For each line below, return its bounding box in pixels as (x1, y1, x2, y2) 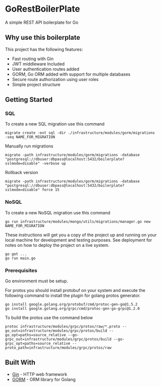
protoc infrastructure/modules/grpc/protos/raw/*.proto (5, 324, 120, 329)
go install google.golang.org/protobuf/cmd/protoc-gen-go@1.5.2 (5, 302, 138, 307)
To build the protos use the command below (5, 315, 93, 321)
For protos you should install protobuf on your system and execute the (5, 288, 145, 293)
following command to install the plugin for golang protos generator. (5, 292, 141, 299)
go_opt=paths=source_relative (5, 333, 66, 338)
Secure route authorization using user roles (12, 76, 99, 82)
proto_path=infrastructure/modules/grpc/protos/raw (5, 345, 112, 350)
